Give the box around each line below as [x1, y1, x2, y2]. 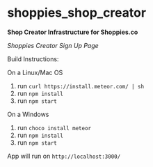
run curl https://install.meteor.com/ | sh [17, 81, 145, 90]
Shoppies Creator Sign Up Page [7, 41, 99, 49]
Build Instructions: [7, 54, 59, 63]
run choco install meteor [17, 123, 92, 132]
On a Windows [7, 110, 49, 118]
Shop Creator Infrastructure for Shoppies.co [7, 28, 138, 36]
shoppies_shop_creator [7, 5, 147, 21]
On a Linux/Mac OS [7, 68, 63, 77]
